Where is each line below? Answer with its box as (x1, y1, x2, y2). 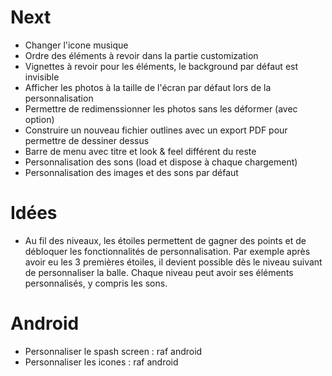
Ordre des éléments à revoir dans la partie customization (24, 49, 259, 61)
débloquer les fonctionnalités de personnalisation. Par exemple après (24, 245, 311, 257)
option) (24, 113, 55, 125)
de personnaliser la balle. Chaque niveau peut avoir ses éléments (24, 266, 294, 278)
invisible (24, 71, 60, 83)
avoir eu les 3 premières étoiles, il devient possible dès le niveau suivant (24, 256, 323, 268)
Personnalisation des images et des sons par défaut (24, 166, 239, 178)
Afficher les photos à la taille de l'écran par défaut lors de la (24, 81, 272, 93)
